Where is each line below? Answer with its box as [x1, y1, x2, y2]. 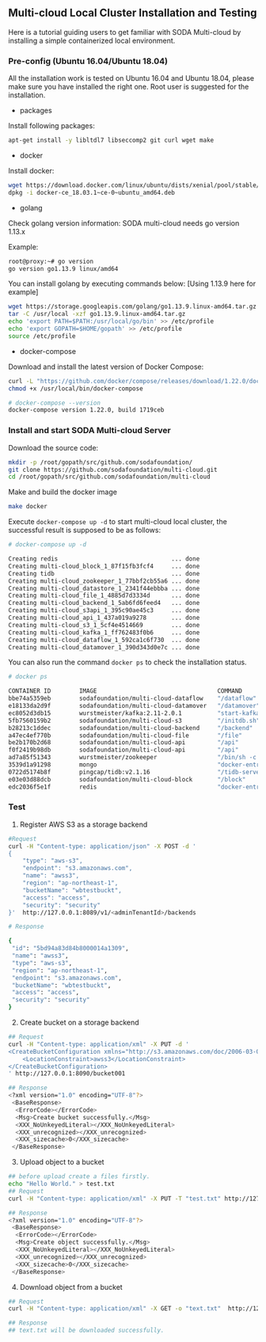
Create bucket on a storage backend [19, 1017, 140, 1028]
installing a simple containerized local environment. [8, 36, 176, 45]
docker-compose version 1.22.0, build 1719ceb [8, 406, 165, 414]
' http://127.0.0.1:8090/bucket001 [8, 1070, 126, 1078]
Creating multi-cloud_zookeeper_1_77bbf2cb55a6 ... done [8, 577, 200, 585]
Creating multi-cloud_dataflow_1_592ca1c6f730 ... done [8, 636, 200, 644]
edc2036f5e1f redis [8, 783, 97, 791]
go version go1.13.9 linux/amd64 [8, 264, 119, 272]
